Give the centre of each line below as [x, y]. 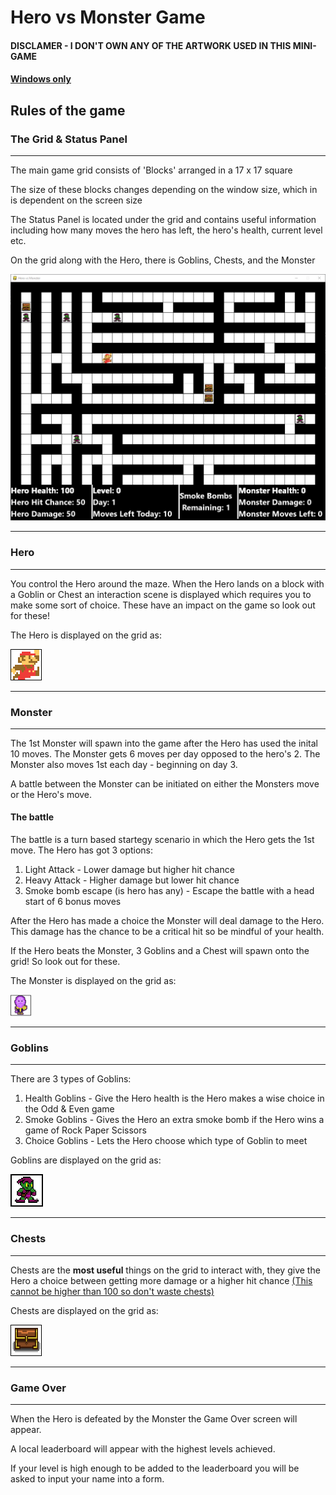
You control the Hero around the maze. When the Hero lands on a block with [167, 583]
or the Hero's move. [51, 794]
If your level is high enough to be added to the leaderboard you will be [155, 1468]
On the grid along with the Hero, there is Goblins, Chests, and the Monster [163, 260]
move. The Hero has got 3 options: [82, 850]
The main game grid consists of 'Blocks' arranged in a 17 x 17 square [151, 170]
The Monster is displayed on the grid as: [93, 981]
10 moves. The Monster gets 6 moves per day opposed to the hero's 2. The [165, 753]
